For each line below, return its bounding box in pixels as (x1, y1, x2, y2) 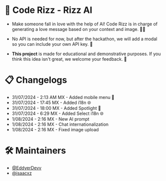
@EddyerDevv (11, 165, 42, 171)
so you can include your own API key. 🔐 (11, 41, 93, 47)
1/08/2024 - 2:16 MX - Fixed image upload (11, 126, 99, 132)
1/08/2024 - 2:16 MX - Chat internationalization (11, 121, 109, 127)
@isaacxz (11, 170, 32, 176)
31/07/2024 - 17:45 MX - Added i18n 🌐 (11, 99, 91, 105)
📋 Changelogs (4, 75, 68, 86)
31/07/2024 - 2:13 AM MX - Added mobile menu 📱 (11, 94, 115, 100)
